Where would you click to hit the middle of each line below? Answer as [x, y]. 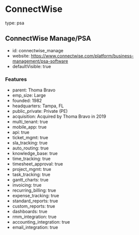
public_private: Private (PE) [40, 111]
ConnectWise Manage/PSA [48, 39]
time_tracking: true [31, 159]
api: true [21, 132]
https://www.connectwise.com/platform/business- [82, 56]
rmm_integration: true [34, 217]
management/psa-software [40, 61]
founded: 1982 [27, 101]
